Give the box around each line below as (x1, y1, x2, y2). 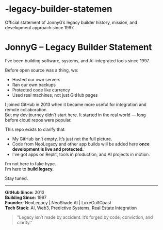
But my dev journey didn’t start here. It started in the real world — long (5, 112, 146, 118)
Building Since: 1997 (5, 195, 47, 200)
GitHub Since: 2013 (5, 189, 45, 195)
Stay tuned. (5, 175, 28, 181)
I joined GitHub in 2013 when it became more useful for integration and (5, 101, 147, 107)
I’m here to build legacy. (5, 166, 54, 172)
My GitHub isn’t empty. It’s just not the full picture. (12, 136, 113, 142)
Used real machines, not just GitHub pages (12, 92, 98, 98)
